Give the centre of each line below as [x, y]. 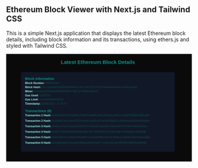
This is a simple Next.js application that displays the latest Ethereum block [96, 33]
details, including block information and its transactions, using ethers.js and [98, 39]
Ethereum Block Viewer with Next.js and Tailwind [98, 10]
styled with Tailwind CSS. [37, 45]
